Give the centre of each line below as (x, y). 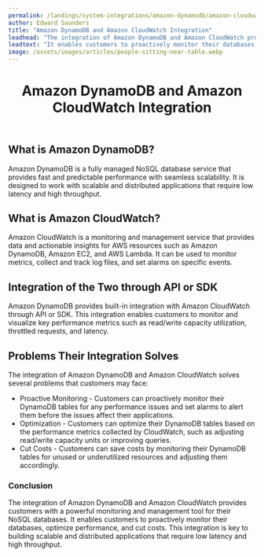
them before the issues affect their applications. (97, 415)
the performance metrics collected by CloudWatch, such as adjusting (132, 432)
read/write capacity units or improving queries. (95, 441)
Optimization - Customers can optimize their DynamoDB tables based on (137, 424)
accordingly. (40, 466)
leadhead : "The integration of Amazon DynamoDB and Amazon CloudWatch (126, 37)
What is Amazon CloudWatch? (84, 218)
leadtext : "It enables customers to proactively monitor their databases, (133, 45)
